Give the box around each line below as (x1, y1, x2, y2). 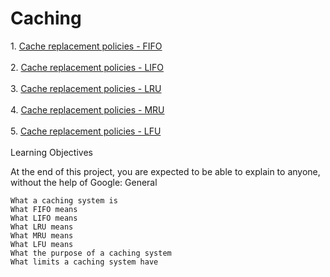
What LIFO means (10, 213, 78, 223)
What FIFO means (10, 204, 78, 214)
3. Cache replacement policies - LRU (10, 82, 162, 94)
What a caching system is (10, 195, 118, 206)
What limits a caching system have (10, 257, 159, 267)
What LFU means (10, 239, 74, 249)
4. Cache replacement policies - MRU (10, 103, 165, 116)
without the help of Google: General (10, 176, 158, 188)
